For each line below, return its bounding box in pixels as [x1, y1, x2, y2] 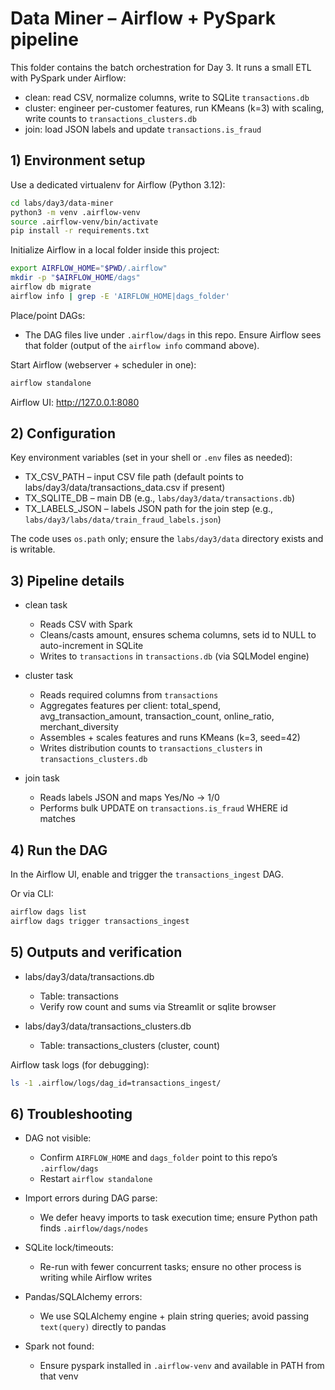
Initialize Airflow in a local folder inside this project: [10, 244, 220, 256]
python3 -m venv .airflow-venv [10, 207, 141, 217]
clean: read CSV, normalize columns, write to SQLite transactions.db [24, 91, 310, 103]
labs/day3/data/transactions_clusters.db [24, 1020, 192, 1032]
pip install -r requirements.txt [10, 226, 150, 236]
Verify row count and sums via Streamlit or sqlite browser [39, 1000, 277, 1012]
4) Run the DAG [10, 842, 108, 859]
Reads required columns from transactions [39, 689, 219, 701]
